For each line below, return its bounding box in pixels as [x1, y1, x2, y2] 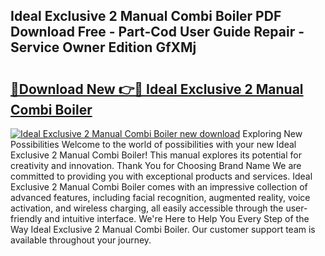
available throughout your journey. [10, 234, 152, 246]
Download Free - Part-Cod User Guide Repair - [10, 24, 305, 41]
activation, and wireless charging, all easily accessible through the [10, 202, 284, 214]
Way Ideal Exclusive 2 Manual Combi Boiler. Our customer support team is [10, 224, 316, 235]
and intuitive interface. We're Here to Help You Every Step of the [44, 213, 310, 224]
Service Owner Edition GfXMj [10, 39, 197, 56]
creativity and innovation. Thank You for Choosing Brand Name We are [10, 160, 302, 171]
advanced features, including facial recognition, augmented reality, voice [10, 192, 311, 203]
